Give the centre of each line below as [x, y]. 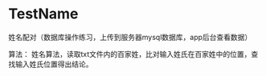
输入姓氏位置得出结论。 [54, 64]
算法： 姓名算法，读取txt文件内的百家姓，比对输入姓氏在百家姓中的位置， [130, 54]
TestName [43, 14]
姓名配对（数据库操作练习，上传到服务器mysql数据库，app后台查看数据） [130, 37]
